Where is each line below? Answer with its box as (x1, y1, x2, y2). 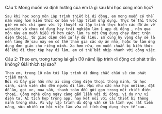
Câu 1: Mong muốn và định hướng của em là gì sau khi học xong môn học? (5, 5, 154, 10)
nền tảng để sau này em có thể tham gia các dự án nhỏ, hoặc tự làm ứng (5, 39, 155, 44)
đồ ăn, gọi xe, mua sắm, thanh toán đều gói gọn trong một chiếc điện (5, 87, 151, 92)
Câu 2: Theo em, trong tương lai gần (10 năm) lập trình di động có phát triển (5, 56, 156, 62)
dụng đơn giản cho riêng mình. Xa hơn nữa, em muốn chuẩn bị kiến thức (5, 43, 153, 48)
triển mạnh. (5, 75, 29, 80)
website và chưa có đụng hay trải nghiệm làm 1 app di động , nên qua (5, 27, 151, 31)
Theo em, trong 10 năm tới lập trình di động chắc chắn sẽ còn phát (5, 71, 146, 75)
